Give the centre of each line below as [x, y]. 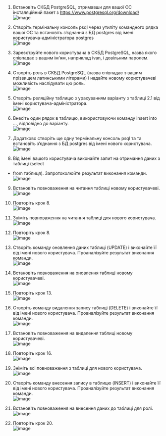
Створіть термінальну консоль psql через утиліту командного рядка [85, 27]
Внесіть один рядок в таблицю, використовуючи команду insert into [85, 118]
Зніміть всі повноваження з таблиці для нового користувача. [78, 368]
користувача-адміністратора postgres [53, 38]
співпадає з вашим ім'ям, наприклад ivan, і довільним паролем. [81, 58]
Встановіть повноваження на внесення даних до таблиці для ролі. [83, 408]
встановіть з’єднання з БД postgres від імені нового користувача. [82, 144]
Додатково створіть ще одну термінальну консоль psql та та [77, 138]
